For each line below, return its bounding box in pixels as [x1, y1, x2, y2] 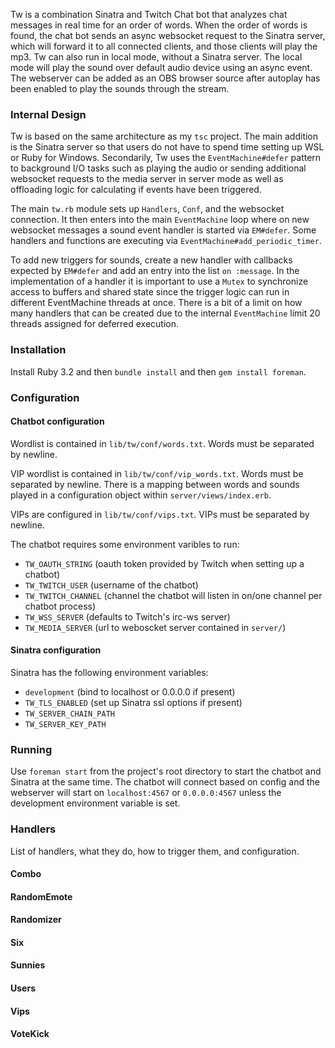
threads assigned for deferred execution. [10, 318, 180, 330]
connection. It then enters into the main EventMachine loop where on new [10, 214, 310, 226]
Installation [10, 343, 67, 357]
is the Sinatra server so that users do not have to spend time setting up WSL [10, 141, 325, 153]
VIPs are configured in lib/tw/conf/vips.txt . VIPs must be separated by [10, 508, 310, 520]
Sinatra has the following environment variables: [10, 666, 209, 678]
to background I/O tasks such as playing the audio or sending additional [10, 162, 307, 174]
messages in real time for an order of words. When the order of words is [10, 19, 308, 31]
